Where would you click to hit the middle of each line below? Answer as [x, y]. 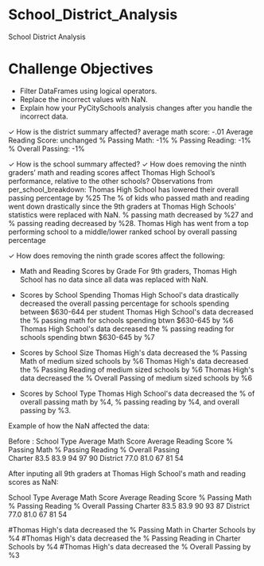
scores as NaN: [33, 482]
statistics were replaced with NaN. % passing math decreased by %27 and [131, 215]
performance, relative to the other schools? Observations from [111, 181]
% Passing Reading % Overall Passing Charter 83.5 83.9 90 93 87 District [129, 505]
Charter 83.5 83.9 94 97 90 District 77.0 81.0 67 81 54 [96, 458]
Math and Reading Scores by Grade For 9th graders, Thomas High [128, 271]
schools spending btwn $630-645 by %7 [87, 337]
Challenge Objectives [81, 69]
